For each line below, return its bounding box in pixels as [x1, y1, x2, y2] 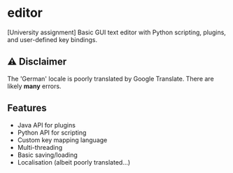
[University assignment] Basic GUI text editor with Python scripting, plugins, [7, 28, 226, 36]
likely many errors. [7, 82, 62, 90]
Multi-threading [17, 143, 63, 151]
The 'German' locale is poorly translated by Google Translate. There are [7, 74, 215, 83]
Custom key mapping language [17, 135, 108, 144]
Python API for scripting [17, 128, 87, 137]
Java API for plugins [17, 120, 76, 129]
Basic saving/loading [17, 151, 78, 159]
